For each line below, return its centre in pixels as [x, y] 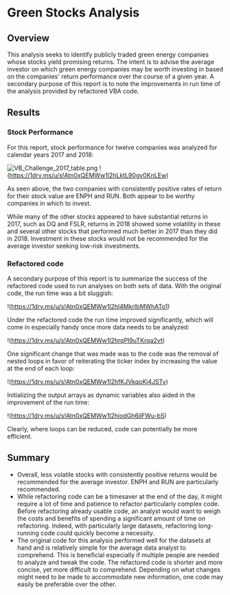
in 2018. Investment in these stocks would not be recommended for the [107, 238]
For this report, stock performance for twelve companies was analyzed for [112, 147]
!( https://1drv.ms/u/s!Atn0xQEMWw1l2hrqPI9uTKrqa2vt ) [86, 340]
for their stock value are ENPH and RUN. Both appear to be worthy [101, 196]
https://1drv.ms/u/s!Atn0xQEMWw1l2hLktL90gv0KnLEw [88, 175]
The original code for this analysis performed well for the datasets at [114, 540]
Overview [28, 38]
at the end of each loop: [41, 368]
